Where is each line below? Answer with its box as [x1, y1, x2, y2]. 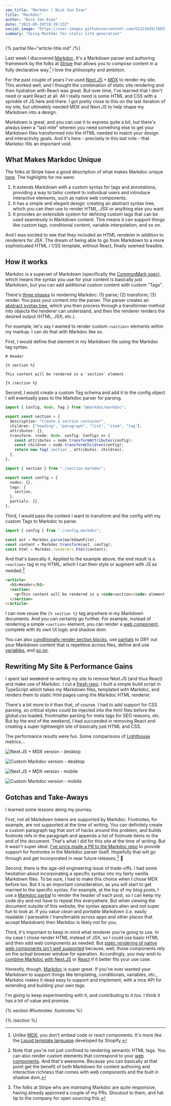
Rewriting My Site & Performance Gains [5, 662, 133, 671]
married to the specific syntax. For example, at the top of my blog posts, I [5, 886, 159, 892]
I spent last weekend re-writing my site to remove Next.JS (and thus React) [5, 676, 163, 682]
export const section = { [5, 414, 60, 419]
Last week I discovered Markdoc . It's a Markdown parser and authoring [5, 55, 155, 61]
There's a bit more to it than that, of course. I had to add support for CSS [5, 702, 158, 708]
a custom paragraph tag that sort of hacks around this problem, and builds [5, 827, 161, 833]
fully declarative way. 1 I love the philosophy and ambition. [5, 66, 126, 73]
